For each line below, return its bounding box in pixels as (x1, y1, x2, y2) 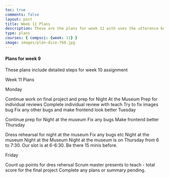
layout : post (5, 17, 33, 22)
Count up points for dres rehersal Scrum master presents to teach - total (5, 161, 155, 167)
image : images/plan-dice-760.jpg (5, 40, 75, 45)
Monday (5, 86, 23, 92)
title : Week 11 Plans (5, 21, 51, 27)
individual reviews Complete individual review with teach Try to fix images (5, 101, 158, 107)
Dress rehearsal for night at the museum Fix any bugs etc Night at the (5, 131, 149, 137)
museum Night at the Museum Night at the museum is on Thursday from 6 (5, 137, 159, 143)
